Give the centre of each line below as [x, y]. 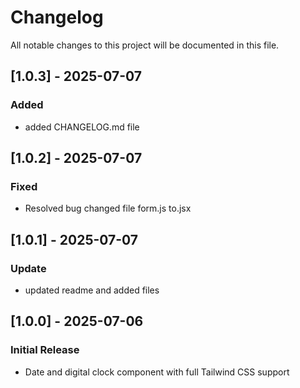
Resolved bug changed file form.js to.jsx [108, 208]
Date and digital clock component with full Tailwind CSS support [157, 372]
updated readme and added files [92, 290]
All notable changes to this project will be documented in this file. [145, 45]
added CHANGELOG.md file [82, 127]
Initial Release [45, 350]
